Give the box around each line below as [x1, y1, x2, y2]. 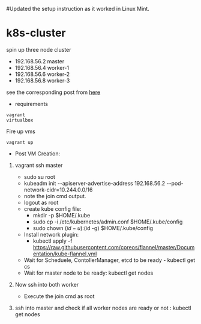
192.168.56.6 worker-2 [14, 70, 70, 78]
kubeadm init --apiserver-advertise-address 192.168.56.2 [23, 179, 166, 187]
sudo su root [23, 173, 56, 180]
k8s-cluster [6, 26, 66, 40]
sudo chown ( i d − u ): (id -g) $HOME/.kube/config [32, 224, 154, 231]
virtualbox [6, 117, 34, 123]
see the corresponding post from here [6, 89, 101, 96]
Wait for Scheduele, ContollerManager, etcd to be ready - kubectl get [23, 256, 196, 264]
